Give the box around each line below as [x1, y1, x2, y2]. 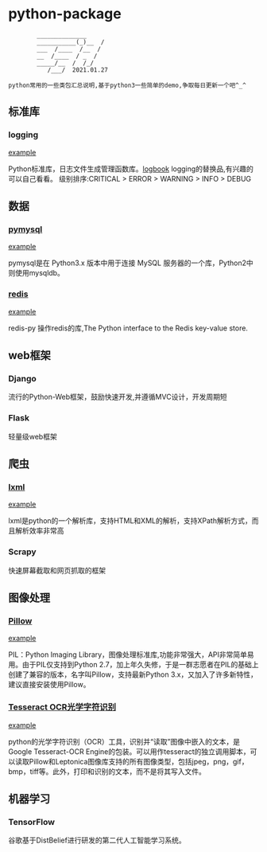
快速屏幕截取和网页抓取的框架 [8, 565, 106, 575]
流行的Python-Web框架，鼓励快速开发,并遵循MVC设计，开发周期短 [8, 392, 228, 402]
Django [8, 373, 37, 384]
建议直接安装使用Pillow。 [8, 680, 91, 690]
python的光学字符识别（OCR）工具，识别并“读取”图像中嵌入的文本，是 [8, 737, 241, 746]
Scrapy [8, 546, 37, 557]
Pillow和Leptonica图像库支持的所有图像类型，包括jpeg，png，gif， [29, 756, 249, 766]
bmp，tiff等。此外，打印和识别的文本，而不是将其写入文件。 [8, 766, 207, 776]
